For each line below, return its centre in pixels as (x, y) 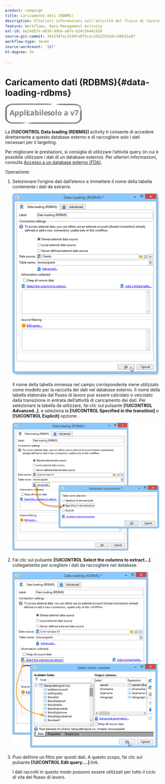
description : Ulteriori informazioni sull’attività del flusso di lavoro (82, 21)
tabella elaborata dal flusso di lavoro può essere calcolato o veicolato (82, 395)
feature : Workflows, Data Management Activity (54, 26)
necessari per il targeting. (31, 143)
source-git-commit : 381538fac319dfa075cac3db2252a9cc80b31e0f (70, 36)
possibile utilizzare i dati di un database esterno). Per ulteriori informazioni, (81, 157)
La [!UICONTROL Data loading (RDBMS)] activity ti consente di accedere (80, 132)
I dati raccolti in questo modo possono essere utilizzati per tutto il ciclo (84, 772)
